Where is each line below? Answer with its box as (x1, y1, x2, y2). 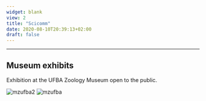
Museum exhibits (6, 60, 74, 70)
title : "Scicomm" (6, 20, 51, 26)
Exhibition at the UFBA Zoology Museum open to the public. (6, 76, 158, 83)
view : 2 (6, 15, 26, 21)
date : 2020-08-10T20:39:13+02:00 (6, 26, 92, 32)
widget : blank (6, 9, 43, 15)
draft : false (6, 32, 40, 38)
